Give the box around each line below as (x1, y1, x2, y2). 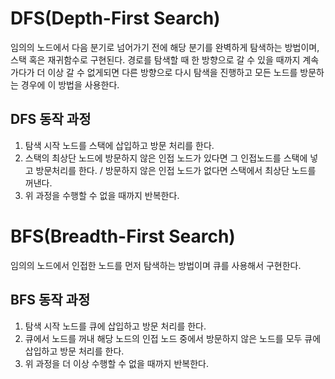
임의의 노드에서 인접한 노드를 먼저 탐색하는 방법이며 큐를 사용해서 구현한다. (10, 259, 302, 271)
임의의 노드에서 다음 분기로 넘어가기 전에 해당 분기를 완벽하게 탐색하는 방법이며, (10, 41, 320, 53)
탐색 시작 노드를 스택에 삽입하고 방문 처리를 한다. (24, 139, 215, 151)
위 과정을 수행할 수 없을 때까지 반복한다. (24, 189, 180, 201)
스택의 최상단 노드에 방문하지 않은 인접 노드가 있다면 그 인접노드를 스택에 (24, 152, 308, 164)
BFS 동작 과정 (10, 292, 91, 309)
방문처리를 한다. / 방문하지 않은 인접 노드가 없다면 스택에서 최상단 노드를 (35, 164, 317, 176)
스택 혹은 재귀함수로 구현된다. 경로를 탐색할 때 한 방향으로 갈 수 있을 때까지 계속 (10, 53, 320, 66)
